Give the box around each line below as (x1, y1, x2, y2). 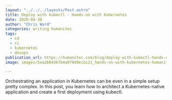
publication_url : (5, 55, 42, 60)
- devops (10, 50, 29, 55)
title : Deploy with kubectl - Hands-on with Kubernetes (5, 12, 127, 17)
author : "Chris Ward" (5, 21, 52, 27)
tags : (5, 31, 17, 36)
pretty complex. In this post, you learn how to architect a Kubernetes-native (5, 84, 165, 90)
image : (5, 60, 19, 65)
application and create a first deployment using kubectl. (5, 89, 123, 95)
